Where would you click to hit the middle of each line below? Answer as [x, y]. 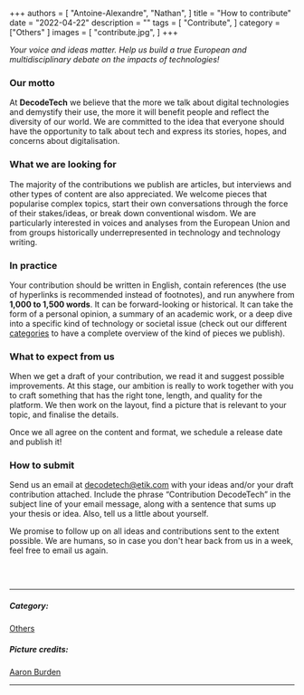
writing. [24, 242]
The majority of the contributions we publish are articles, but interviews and [151, 184]
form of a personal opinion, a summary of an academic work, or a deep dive [151, 314]
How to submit [42, 465]
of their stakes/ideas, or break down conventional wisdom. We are [133, 213]
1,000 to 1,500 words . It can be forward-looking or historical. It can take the [152, 304]
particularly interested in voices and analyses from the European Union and [150, 223]
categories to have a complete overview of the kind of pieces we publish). [147, 333]
